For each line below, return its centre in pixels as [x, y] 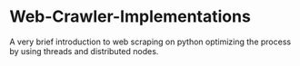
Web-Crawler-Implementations [130, 17]
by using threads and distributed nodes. [84, 51]
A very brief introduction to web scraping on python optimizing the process [150, 42]
